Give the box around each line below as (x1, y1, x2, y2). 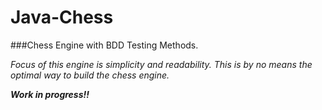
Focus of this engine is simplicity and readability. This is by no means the (10, 58, 313, 70)
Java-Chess (10, 6, 114, 29)
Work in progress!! (10, 88, 90, 100)
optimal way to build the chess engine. (10, 69, 170, 81)
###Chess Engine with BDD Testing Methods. (10, 39, 199, 51)
